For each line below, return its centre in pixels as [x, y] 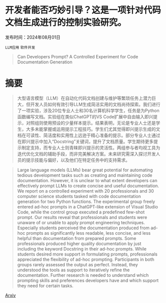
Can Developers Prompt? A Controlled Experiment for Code [78, 56]
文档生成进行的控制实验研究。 [66, 23]
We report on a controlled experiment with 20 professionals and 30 [85, 191]
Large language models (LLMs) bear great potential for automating [85, 170]
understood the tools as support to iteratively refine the [73, 270]
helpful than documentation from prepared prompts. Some [77, 238]
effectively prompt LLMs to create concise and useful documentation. [88, 186]
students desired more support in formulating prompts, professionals [87, 254]
